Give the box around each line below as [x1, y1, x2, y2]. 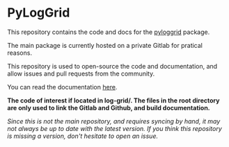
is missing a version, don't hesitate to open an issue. [7, 132, 159, 140]
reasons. [7, 49, 33, 57]
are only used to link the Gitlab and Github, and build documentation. [7, 103, 210, 112]
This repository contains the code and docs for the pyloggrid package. [7, 28, 210, 36]
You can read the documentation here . [7, 83, 118, 91]
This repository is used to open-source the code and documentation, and [7, 62, 218, 70]
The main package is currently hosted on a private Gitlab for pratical [7, 41, 203, 49]
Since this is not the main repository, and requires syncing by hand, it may [7, 116, 221, 126]
